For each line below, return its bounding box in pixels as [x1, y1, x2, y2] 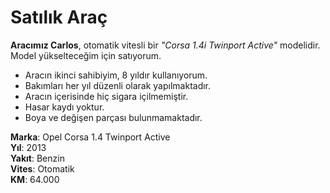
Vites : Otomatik [10, 162, 75, 175]
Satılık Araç [10, 6, 108, 29]
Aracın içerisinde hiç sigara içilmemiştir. [24, 90, 189, 102]
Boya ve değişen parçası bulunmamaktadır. [24, 111, 203, 123]
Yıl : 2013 [10, 141, 47, 153]
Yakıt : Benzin [10, 152, 65, 164]
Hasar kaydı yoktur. [24, 101, 105, 113]
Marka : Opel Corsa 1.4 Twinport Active [10, 131, 171, 143]
